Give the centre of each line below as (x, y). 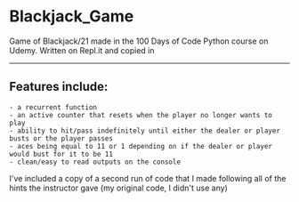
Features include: (59, 87)
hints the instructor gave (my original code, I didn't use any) (119, 188)
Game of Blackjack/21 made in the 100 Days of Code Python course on (139, 41)
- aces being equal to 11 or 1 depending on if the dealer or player (141, 146)
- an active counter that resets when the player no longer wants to (141, 115)
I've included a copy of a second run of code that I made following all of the (148, 178)
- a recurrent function (53, 107)
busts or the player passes (61, 138)
